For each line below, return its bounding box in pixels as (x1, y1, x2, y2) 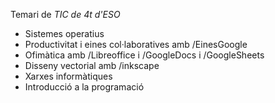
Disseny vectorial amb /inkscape (24, 60, 160, 71)
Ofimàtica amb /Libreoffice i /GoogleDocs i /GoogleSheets (24, 49, 265, 61)
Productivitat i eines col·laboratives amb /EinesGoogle (24, 39, 248, 50)
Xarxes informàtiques (24, 70, 113, 82)
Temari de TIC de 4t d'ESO (10, 9, 121, 20)
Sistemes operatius (24, 28, 105, 39)
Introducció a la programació (24, 81, 145, 93)
